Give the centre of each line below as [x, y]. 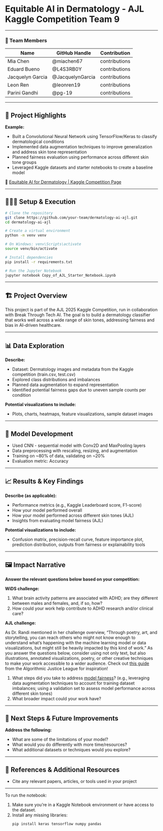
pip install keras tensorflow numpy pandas [57, 824]
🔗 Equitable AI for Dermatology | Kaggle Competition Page [63, 182]
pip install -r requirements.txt [39, 262]
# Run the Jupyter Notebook [33, 271]
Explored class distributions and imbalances [56, 380]
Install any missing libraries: [40, 815]
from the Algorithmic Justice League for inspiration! [57, 668]
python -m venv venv [26, 235]
